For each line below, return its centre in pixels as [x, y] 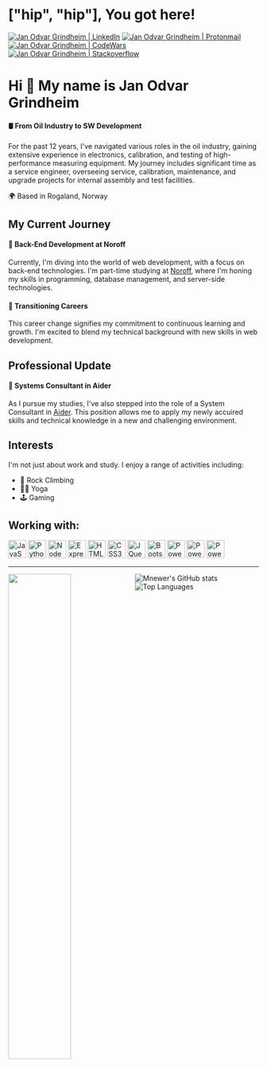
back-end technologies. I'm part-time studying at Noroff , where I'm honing [130, 270]
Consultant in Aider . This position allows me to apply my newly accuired [126, 412]
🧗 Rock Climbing [46, 480]
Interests [31, 446]
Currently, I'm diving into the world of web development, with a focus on [126, 262]
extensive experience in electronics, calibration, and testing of [110, 155]
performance [30, 163]
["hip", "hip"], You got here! [102, 15]
